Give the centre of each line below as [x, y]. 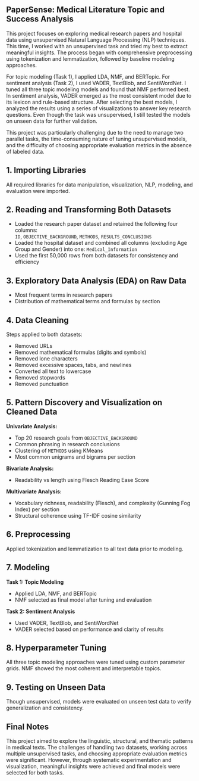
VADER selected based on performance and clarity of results [89, 629]
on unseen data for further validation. [52, 121]
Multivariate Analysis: [34, 491]
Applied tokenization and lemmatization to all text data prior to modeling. [95, 549]
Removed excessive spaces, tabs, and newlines [73, 365]
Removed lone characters [46, 359]
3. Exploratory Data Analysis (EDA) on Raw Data [97, 280]
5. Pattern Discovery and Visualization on [84, 402]
